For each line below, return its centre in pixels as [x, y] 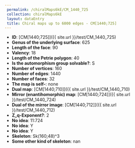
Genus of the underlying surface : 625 [51, 43]
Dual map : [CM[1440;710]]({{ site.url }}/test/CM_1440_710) [71, 89]
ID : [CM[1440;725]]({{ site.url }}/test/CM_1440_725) [64, 37]
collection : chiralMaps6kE [34, 14]
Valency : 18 [24, 53]
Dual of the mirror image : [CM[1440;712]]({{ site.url [64, 105]
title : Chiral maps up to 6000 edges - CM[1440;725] [62, 23]
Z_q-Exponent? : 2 [30, 115]
